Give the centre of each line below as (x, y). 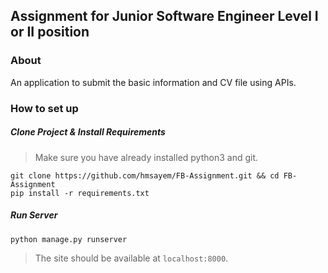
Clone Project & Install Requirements (88, 132)
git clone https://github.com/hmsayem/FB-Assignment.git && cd (145, 175)
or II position (50, 32)
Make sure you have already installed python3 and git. (146, 157)
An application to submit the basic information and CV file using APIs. (153, 82)
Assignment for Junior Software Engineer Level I (164, 16)
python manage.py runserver (69, 239)
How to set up (44, 108)
